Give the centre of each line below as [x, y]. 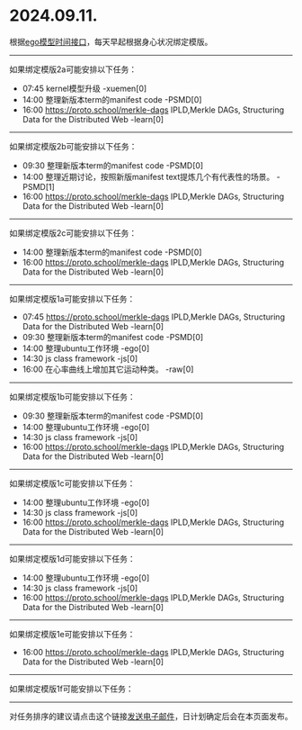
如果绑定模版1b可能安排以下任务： [73, 396]
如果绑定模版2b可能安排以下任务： [73, 146]
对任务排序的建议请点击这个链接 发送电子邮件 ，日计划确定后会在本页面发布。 [151, 716]
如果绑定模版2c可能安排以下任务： [73, 233]
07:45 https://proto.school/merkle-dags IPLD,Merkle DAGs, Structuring [154, 317]
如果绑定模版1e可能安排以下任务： [72, 634]
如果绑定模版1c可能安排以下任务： [72, 483]
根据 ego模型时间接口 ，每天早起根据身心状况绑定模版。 [111, 41]
